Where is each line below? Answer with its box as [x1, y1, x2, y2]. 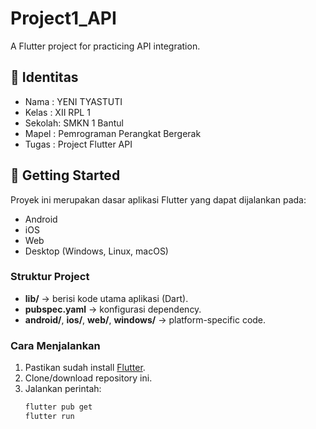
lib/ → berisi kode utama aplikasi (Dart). [24, 292, 189, 304]
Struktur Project [10, 270, 90, 284]
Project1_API [10, 7, 117, 30]
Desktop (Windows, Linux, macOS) [24, 245, 169, 257]
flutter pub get [24, 402, 93, 412]
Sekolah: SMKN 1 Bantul [24, 117, 124, 129]
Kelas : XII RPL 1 [24, 106, 91, 118]
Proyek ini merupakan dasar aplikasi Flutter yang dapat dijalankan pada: [10, 193, 307, 206]
